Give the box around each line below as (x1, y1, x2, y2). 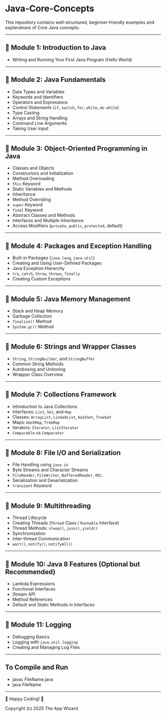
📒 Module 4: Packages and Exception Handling (5, 241, 152, 250)
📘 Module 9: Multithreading (5, 502, 91, 510)
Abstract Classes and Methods (12, 212, 76, 218)
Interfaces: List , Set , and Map (12, 408, 72, 415)
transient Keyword (12, 482, 52, 489)
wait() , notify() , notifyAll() (12, 541, 73, 547)
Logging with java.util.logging (12, 639, 78, 645)
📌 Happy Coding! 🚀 (5, 696, 44, 702)
